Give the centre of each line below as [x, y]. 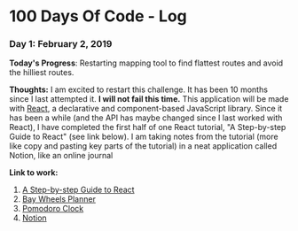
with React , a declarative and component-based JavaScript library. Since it [146, 109]
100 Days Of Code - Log [98, 16]
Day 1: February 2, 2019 [61, 44]
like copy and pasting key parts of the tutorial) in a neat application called [143, 146]
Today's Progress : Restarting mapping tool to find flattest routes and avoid [146, 63]
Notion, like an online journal [61, 156]
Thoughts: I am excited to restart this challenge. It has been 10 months [139, 89]
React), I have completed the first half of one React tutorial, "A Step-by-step [148, 127]
